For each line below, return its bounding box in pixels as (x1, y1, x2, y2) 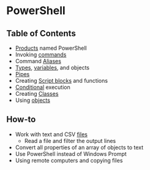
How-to (6, 114, 36, 125)
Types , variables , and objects (15, 64, 90, 71)
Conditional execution (15, 83, 70, 91)
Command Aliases (15, 58, 61, 64)
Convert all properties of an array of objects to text (15, 144, 144, 151)
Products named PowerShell (15, 44, 87, 52)
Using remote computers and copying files (15, 156, 123, 164)
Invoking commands (15, 51, 67, 58)
